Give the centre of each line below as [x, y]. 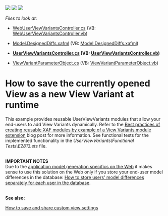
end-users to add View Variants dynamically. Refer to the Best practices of [83, 124]
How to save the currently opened [78, 83]
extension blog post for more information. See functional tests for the [77, 135]
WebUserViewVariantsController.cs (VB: [54, 28]
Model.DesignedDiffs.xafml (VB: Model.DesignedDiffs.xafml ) [75, 43]
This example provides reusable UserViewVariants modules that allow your [83, 119]
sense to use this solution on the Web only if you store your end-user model [84, 172]
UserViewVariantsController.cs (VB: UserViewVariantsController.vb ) [86, 53]
